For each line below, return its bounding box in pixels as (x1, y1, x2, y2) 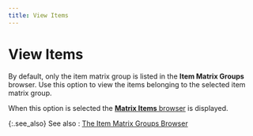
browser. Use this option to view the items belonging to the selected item (8, 79, 246, 89)
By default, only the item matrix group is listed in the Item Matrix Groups (8, 72, 245, 81)
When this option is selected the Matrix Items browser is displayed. (8, 103, 228, 112)
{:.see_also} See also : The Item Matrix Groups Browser (8, 119, 188, 128)
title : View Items (8, 11, 69, 20)
